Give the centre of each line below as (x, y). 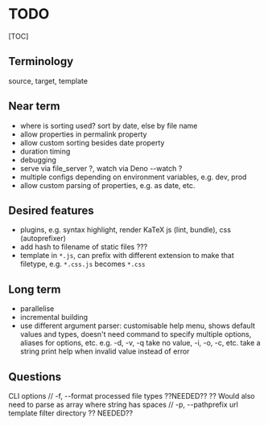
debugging (38, 160)
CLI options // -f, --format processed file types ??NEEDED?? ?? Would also (132, 396)
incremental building (54, 317)
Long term (35, 289)
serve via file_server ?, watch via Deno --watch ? (101, 168)
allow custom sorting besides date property (92, 142)
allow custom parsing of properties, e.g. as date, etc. (107, 185)
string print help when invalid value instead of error (105, 351)
